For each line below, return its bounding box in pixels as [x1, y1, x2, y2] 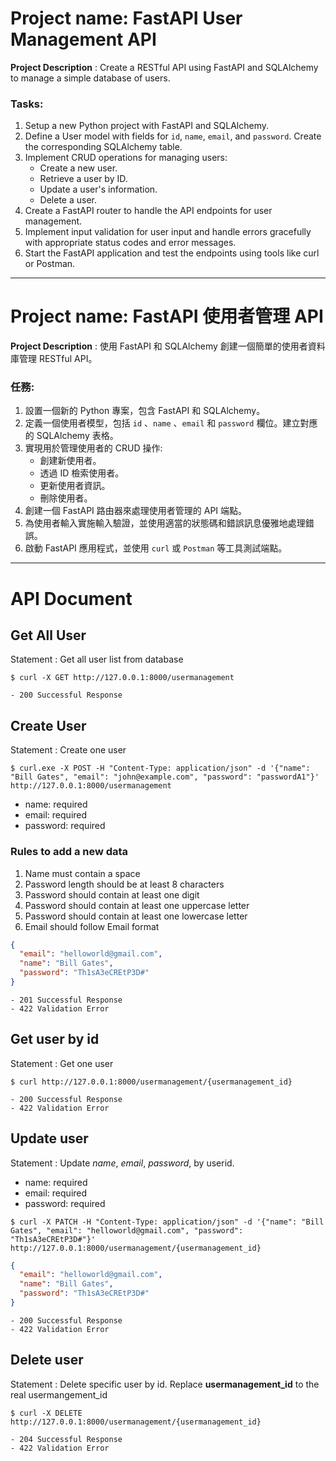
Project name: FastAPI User [10, 7, 243, 30]
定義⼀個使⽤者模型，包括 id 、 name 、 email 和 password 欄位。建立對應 [24, 417, 318, 429]
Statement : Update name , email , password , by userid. [10, 1157, 235, 1169]
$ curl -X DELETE [10, 1408, 83, 1418]
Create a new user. [39, 162, 118, 174]
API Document [10, 587, 133, 610]
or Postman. [24, 258, 76, 270]
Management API [10, 28, 157, 51]
